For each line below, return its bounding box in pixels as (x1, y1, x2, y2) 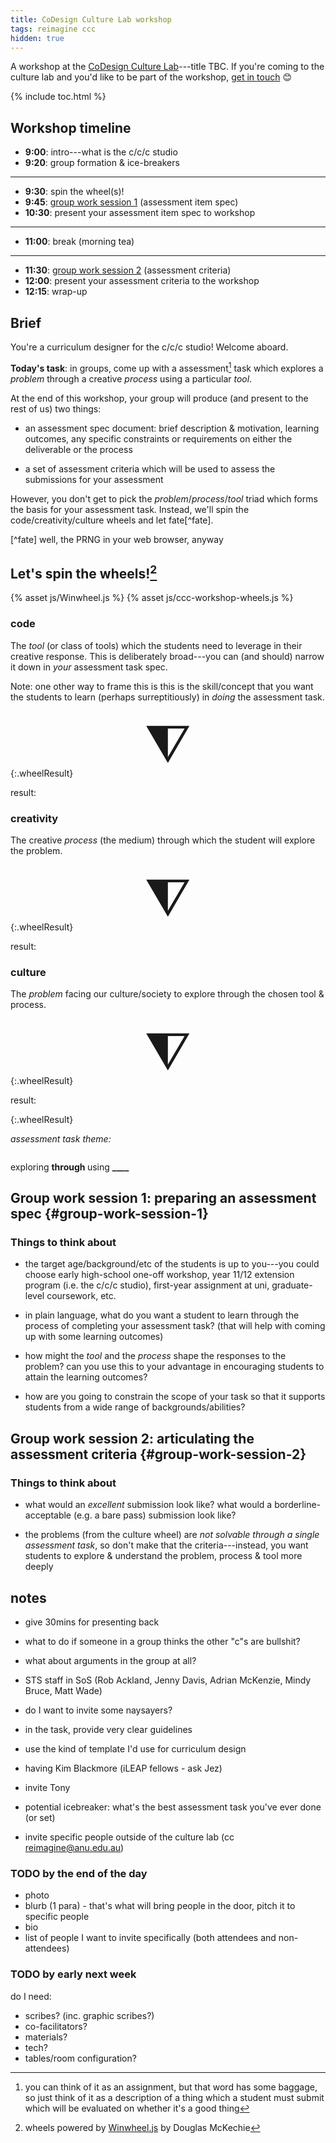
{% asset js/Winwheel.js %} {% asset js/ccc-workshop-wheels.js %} (10, 592, 294, 604)
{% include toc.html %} (10, 91, 107, 103)
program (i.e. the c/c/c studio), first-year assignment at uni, (24, 1279, 270, 1291)
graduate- (271, 1279, 313, 1291)
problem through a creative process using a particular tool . (10, 372, 253, 385)
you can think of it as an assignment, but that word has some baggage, (24, 2081, 318, 2093)
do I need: (10, 1990, 52, 2002)
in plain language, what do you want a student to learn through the (24, 1309, 300, 1321)
